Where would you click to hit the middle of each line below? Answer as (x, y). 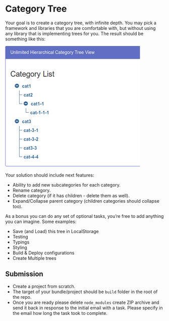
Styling (20, 247)
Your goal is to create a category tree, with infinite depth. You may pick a (81, 23)
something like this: (25, 39)
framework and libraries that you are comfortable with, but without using (80, 28)
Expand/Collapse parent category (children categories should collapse (86, 201)
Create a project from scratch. (44, 286)
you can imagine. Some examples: (41, 221)
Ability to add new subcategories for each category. (67, 185)
